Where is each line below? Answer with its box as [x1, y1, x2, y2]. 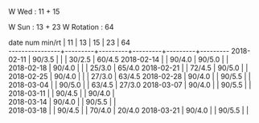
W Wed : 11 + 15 [8, 7, 60, 16]
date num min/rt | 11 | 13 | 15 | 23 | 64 [8, 38, 131, 47]
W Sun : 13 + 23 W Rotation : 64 [8, 22, 114, 31]
